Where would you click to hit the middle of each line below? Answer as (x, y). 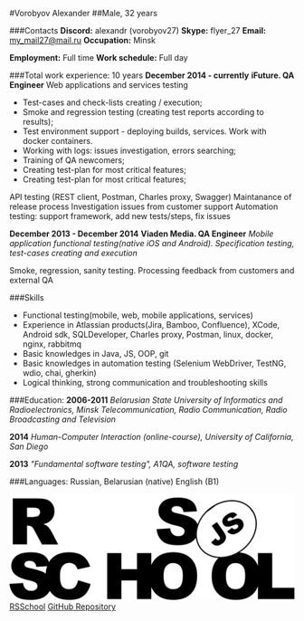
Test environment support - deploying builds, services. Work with (144, 131)
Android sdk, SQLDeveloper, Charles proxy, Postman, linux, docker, (148, 334)
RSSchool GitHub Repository (62, 607)
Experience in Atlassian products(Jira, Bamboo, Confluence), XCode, (151, 325)
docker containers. (57, 141)
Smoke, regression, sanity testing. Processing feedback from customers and (152, 270)
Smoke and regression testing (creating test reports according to (143, 112)
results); (38, 122)
